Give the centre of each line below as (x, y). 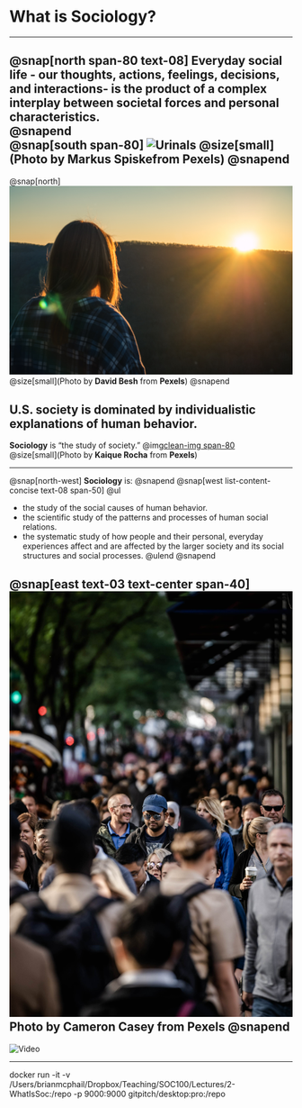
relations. (40, 527)
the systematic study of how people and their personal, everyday (142, 537)
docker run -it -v (40, 1075)
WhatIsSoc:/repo (40, 1094)
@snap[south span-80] (77, 145)
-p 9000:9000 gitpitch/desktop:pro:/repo (150, 1094)
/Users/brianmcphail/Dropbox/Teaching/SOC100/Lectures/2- (123, 1084)
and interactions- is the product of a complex (138, 89)
